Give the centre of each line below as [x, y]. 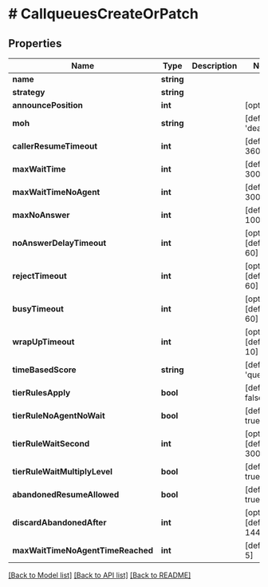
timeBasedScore [45, 370]
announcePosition [48, 105]
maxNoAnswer [41, 215]
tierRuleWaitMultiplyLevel [63, 472]
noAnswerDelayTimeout [59, 243]
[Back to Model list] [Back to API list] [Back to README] [100, 575]
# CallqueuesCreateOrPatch [104, 14]
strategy [29, 92]
